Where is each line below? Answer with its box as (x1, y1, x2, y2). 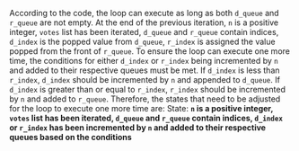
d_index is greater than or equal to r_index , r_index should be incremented (9, 84, 286, 94)
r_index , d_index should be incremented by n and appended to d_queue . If (9, 75, 281, 84)
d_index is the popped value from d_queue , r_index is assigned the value (9, 36, 276, 47)
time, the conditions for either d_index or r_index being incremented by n (9, 56, 278, 66)
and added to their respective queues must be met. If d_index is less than (9, 65, 280, 75)
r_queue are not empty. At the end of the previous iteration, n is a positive (9, 17, 279, 28)
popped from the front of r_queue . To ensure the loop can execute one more (9, 46, 290, 57)
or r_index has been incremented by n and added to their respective (9, 122, 267, 133)
